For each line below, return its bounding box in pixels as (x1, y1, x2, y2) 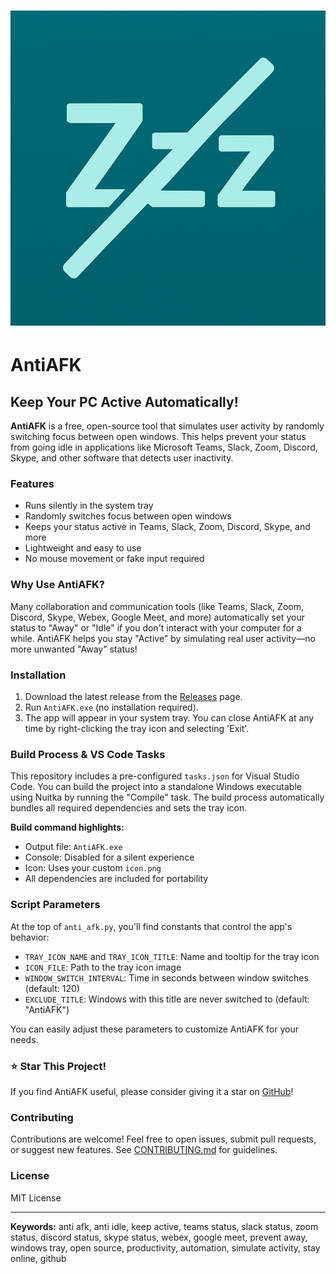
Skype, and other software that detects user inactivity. (10, 452, 234, 464)
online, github (10, 1252, 67, 1264)
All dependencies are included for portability (24, 873, 209, 885)
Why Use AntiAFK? (10, 578, 105, 592)
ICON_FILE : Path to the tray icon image (24, 961, 182, 973)
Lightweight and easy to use (24, 542, 142, 554)
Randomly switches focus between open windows (24, 510, 232, 522)
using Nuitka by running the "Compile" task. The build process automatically (10, 791, 325, 804)
